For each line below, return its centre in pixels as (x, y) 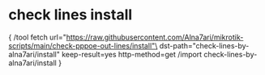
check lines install (71, 15)
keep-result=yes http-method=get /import (132, 54)
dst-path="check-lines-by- (204, 45)
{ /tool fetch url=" (38, 37)
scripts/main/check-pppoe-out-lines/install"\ (83, 45)
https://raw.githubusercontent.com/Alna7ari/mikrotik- (155, 37)
